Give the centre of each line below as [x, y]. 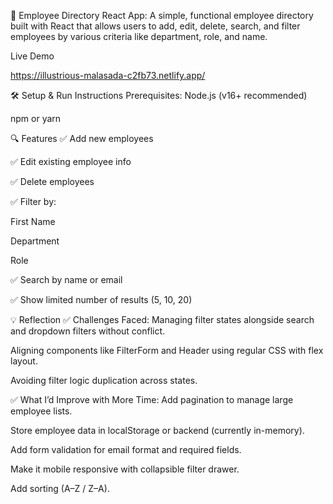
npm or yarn [36, 118]
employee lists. [41, 411]
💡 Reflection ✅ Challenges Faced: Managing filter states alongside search [162, 319]
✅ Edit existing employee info [71, 161]
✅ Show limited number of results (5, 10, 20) [101, 299]
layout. [24, 361]
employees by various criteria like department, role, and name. [139, 36]
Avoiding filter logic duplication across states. [104, 380]
